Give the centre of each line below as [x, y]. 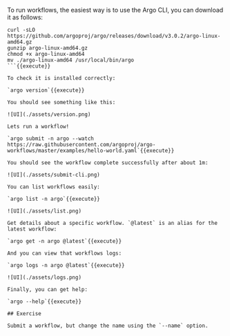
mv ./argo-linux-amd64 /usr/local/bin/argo [71, 60]
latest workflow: [32, 229]
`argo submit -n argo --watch [51, 139]
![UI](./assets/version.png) [49, 115]
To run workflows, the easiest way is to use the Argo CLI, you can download [115, 10]
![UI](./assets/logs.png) [44, 277]
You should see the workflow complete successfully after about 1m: [108, 163]
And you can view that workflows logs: [65, 253]
